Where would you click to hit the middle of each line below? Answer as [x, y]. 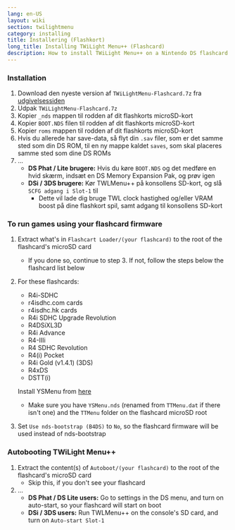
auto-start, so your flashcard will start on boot [95, 505]
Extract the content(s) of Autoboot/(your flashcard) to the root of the [119, 467]
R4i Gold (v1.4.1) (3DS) [61, 363]
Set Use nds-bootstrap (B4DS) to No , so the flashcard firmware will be [118, 426]
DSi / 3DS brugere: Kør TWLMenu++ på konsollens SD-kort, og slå [125, 183]
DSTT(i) [39, 378]
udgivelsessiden [41, 101]
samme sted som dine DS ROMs [64, 153]
